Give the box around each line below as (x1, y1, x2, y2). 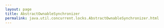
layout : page (5, 7, 32, 12)
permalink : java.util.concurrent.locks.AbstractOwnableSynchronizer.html (5, 16, 160, 20)
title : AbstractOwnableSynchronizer (5, 11, 80, 16)
